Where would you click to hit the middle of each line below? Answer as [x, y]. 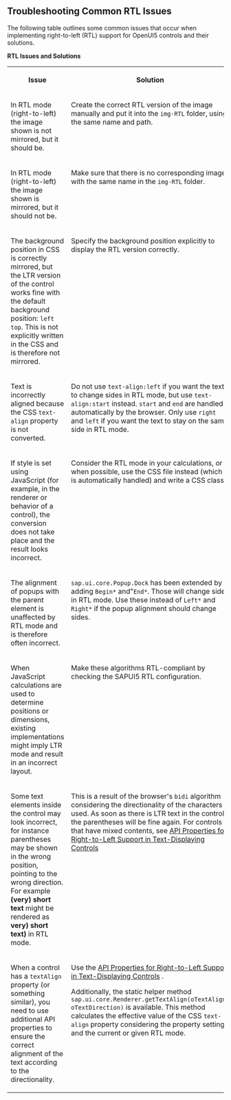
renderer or [29, 497]
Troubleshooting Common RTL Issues [89, 11]
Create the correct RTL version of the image [142, 105]
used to [23, 694]
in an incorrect [34, 762]
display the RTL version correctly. [125, 249]
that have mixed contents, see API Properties [144, 831]
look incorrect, [34, 822]
